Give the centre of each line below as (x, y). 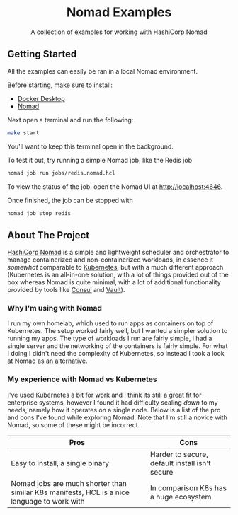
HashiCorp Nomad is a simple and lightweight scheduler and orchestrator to (118, 253)
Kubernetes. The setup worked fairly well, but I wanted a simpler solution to (118, 331)
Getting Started (42, 54)
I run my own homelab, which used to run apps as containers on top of (110, 323)
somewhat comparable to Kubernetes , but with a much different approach (115, 267)
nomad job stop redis (39, 213)
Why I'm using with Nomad (55, 308)
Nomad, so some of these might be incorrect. (74, 424)
